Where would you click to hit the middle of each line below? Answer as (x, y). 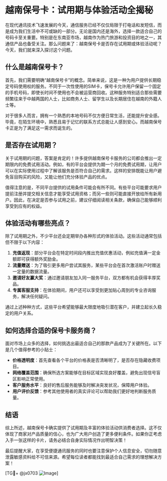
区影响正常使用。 (30, 379)
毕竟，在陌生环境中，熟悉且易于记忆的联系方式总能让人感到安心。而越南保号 (83, 121)
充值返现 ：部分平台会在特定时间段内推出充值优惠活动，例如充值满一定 (84, 253)
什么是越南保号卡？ (35, 67)
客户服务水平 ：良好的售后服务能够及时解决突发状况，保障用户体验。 (82, 385)
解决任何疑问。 (37, 296)
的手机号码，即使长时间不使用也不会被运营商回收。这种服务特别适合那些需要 (83, 92)
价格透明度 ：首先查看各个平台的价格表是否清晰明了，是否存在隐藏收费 (84, 360)
